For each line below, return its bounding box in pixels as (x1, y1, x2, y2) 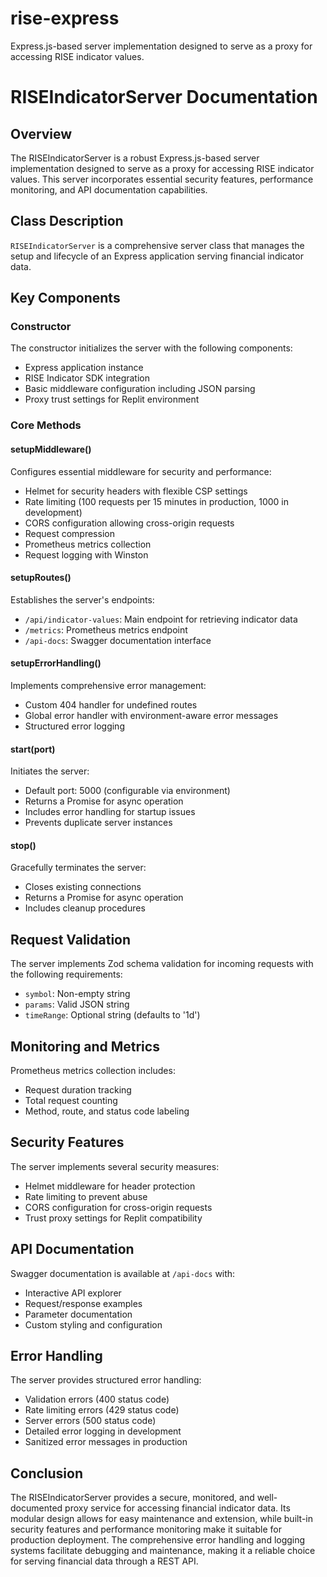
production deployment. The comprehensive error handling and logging (10, 1534, 306, 1546)
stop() (10, 839, 37, 851)
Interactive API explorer (24, 1287, 122, 1299)
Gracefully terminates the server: (10, 862, 147, 874)
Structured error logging (24, 720, 125, 732)
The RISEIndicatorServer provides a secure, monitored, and (10, 1492, 255, 1504)
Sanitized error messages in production (24, 1436, 188, 1448)
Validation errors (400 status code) (24, 1393, 170, 1406)
